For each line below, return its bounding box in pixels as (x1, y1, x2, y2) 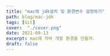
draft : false (6, 41, 38, 47)
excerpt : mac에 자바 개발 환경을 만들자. (6, 36, 96, 41)
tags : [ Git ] (6, 19, 35, 25)
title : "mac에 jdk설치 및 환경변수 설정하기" (6, 8, 105, 15)
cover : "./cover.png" (6, 24, 62, 31)
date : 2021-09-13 (6, 30, 49, 36)
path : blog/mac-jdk (6, 14, 54, 20)
